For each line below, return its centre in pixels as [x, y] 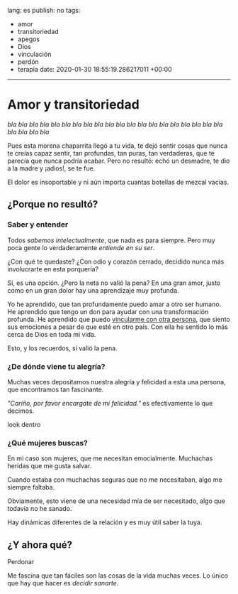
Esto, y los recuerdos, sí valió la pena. [63, 348]
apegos [29, 39]
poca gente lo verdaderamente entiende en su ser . [81, 247]
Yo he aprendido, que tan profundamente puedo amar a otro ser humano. [114, 304]
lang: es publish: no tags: [44, 10]
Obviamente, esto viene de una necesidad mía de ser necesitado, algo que [116, 501]
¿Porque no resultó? [53, 204]
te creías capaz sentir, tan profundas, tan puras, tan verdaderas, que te [111, 153]
